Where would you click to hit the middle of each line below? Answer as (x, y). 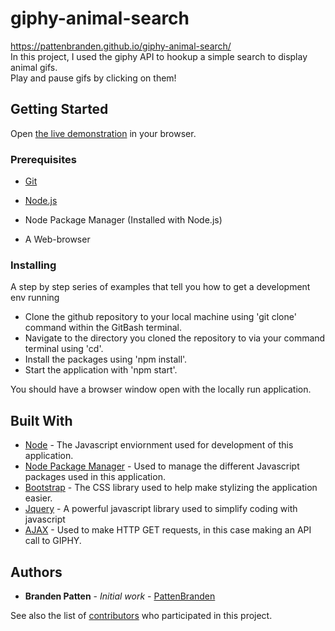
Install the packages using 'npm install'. (106, 359)
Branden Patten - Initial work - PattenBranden (120, 596)
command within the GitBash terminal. (103, 328)
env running (35, 298)
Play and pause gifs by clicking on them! (93, 78)
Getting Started (59, 109)
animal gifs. (34, 67)
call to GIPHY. (53, 541)
